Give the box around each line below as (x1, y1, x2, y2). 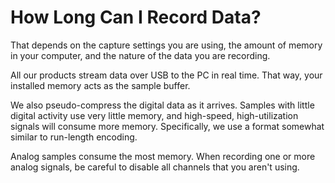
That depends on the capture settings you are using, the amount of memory (10, 39, 323, 51)
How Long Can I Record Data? (10, 6, 262, 29)
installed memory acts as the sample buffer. (10, 79, 191, 91)
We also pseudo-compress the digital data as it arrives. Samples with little (10, 99, 315, 111)
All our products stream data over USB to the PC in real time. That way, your (10, 69, 323, 81)
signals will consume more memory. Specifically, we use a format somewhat (10, 120, 325, 132)
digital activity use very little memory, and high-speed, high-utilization (10, 109, 299, 121)
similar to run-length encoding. (10, 131, 138, 143)
